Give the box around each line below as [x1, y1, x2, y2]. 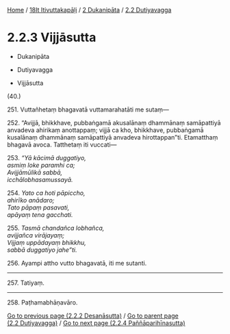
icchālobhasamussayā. [7, 175, 73, 183]
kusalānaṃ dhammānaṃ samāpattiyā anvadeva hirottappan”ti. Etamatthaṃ [7, 133, 218, 141]
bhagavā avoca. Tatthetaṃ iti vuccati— [7, 140, 117, 149]
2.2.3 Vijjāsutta [7, 30, 97, 45]
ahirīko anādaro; [7, 196, 55, 204]
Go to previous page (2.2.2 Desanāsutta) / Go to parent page [7, 311, 179, 320]
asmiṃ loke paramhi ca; [7, 161, 75, 169]
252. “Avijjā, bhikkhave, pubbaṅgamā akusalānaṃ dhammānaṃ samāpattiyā [7, 118, 221, 127]
